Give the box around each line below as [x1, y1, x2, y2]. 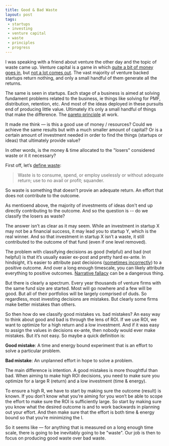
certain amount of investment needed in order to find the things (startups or [5, 132, 163, 138]
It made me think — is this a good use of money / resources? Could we [5, 121, 152, 127]
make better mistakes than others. [5, 301, 77, 307]
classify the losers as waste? [5, 213, 65, 219]
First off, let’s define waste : [5, 162, 62, 168]
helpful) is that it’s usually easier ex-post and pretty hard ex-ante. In [5, 254, 146, 260]
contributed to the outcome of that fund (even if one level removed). [5, 239, 147, 245]
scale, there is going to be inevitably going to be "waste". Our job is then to [5, 429, 161, 435]
